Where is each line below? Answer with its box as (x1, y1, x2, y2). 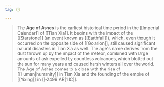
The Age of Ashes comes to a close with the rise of (17, 66, 121, 72)
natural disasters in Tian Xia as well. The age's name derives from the (17, 45, 158, 51)
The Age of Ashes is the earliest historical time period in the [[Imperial (17, 25, 159, 31)
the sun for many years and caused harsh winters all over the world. (17, 61, 155, 67)
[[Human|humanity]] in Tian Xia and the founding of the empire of (17, 71, 150, 77)
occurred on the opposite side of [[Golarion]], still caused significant (17, 40, 156, 46)
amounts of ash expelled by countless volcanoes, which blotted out (17, 55, 153, 61)
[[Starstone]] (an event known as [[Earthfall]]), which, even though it (17, 35, 155, 41)
